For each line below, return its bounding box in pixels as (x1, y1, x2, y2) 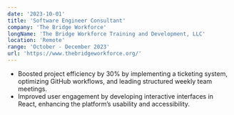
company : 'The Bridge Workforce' (7, 23, 107, 31)
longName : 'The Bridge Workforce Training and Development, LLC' (7, 30, 205, 38)
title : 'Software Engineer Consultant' (7, 17, 126, 24)
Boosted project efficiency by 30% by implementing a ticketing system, (17, 69, 228, 78)
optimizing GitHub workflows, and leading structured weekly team (17, 77, 213, 85)
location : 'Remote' (7, 37, 66, 44)
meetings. (17, 84, 48, 93)
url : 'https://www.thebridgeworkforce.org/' (7, 50, 142, 57)
